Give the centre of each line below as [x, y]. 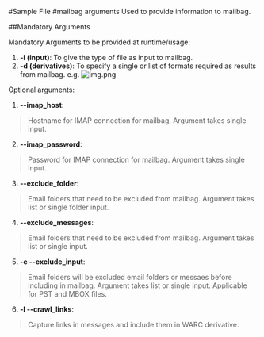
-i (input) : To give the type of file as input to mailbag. [106, 57]
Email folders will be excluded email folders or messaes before [130, 277]
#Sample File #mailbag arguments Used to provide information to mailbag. [130, 11]
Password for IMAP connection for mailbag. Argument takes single [136, 159]
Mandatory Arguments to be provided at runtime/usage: [99, 42]
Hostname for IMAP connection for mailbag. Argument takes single [137, 121]
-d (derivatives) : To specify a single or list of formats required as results [138, 66]
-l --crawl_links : [46, 309]
